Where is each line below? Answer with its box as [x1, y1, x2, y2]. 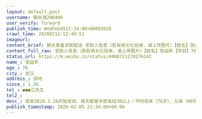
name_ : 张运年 [6, 59, 39, 65]
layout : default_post [6, 8, 61, 15]
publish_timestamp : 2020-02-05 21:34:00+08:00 [6, 103, 125, 110]
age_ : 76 [6, 64, 28, 71]
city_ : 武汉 [6, 70, 34, 76]
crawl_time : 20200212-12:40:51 [6, 31, 85, 37]
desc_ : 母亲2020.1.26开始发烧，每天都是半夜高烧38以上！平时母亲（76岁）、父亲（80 [6, 98, 194, 104]
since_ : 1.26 [6, 82, 39, 88]
